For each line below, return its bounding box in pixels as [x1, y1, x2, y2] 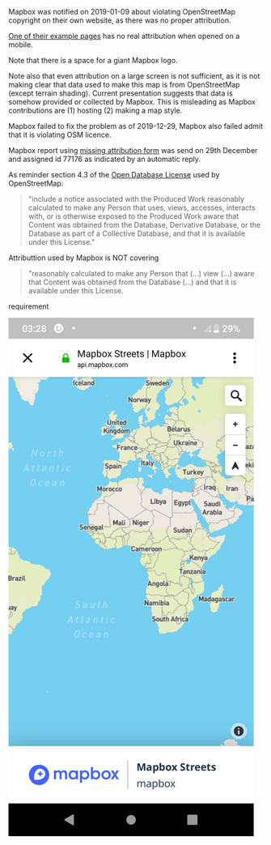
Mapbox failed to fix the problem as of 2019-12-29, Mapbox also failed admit [8, 122, 263, 130]
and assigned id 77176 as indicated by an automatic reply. [8, 154, 201, 164]
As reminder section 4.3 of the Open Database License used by [8, 170, 220, 179]
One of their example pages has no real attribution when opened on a [8, 32, 240, 41]
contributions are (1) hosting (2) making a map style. [8, 105, 183, 115]
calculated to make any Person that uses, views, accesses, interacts [28, 203, 256, 212]
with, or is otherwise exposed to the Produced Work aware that [28, 211, 239, 221]
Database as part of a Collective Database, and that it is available [28, 228, 245, 238]
